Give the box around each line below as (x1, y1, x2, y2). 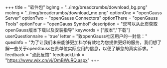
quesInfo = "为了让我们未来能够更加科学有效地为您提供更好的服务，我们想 (5, 39, 158, 45)
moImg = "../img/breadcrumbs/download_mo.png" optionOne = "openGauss (5, 10, 162, 16)
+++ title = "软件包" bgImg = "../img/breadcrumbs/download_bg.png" (5, 4, 148, 10)
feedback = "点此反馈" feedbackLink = (5, 52, 85, 58)
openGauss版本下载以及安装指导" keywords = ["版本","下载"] (5, 27, 131, 33)
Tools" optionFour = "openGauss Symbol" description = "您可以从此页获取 (5, 21, 158, 27)
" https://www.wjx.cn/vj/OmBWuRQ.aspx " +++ (5, 57, 100, 63)
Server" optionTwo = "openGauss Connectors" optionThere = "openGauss (5, 15, 158, 21)
